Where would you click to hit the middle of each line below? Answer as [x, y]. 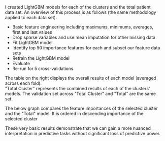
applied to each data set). [31, 17]
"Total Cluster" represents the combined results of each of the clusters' [78, 88]
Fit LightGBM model [32, 43]
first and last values [32, 32]
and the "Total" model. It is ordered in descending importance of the [74, 114]
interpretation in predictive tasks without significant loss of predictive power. [83, 133]
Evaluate [21, 63]
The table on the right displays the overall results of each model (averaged [81, 78]
